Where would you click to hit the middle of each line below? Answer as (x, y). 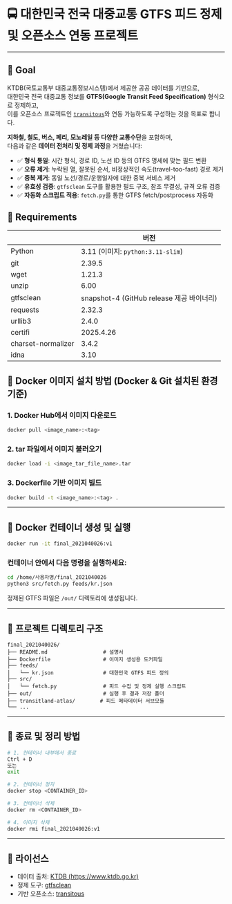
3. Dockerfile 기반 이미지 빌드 (55, 483)
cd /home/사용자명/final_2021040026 (57, 578)
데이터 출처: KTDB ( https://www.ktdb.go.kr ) (78, 876)
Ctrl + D (20, 759)
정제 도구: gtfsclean (44, 885)
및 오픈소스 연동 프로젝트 (73, 36)
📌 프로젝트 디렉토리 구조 (55, 628)
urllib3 (21, 321)
